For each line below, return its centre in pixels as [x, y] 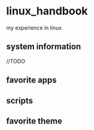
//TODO [16, 61]
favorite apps [31, 80]
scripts [19, 101]
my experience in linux [34, 28]
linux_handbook [47, 11]
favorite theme [34, 121]
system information [44, 47]
